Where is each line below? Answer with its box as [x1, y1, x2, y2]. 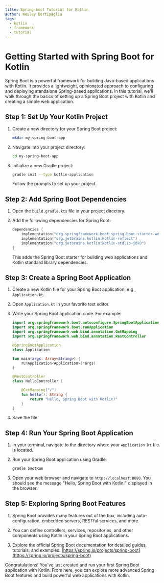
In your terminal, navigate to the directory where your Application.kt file [12, 442, 159, 448]
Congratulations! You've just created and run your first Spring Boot [5, 562, 140, 568]
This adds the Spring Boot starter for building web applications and [12, 254, 148, 260]
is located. [12, 447, 33, 453]
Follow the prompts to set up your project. [12, 181, 97, 187]
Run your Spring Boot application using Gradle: [12, 456, 107, 462]
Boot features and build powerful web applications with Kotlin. [5, 572, 131, 578]
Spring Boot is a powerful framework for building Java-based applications [5, 77, 154, 83]
